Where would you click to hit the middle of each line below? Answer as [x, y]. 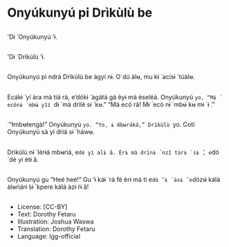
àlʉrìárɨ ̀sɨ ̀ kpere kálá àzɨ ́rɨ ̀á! [48, 187]
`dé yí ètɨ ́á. [23, 159]
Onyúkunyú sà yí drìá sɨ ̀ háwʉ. [51, 132]
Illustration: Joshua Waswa [56, 222]
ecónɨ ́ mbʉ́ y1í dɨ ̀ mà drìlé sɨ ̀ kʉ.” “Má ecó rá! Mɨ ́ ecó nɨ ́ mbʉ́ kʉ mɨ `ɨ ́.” [111, 104]
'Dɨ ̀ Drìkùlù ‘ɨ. [26, 56]
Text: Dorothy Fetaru [46, 214]
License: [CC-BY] [42, 207]
